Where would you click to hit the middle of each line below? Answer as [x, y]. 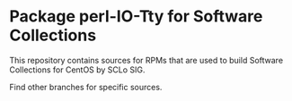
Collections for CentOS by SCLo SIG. [77, 70]
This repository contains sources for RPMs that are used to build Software [146, 60]
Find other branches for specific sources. [86, 87]
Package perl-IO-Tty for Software [136, 17]
